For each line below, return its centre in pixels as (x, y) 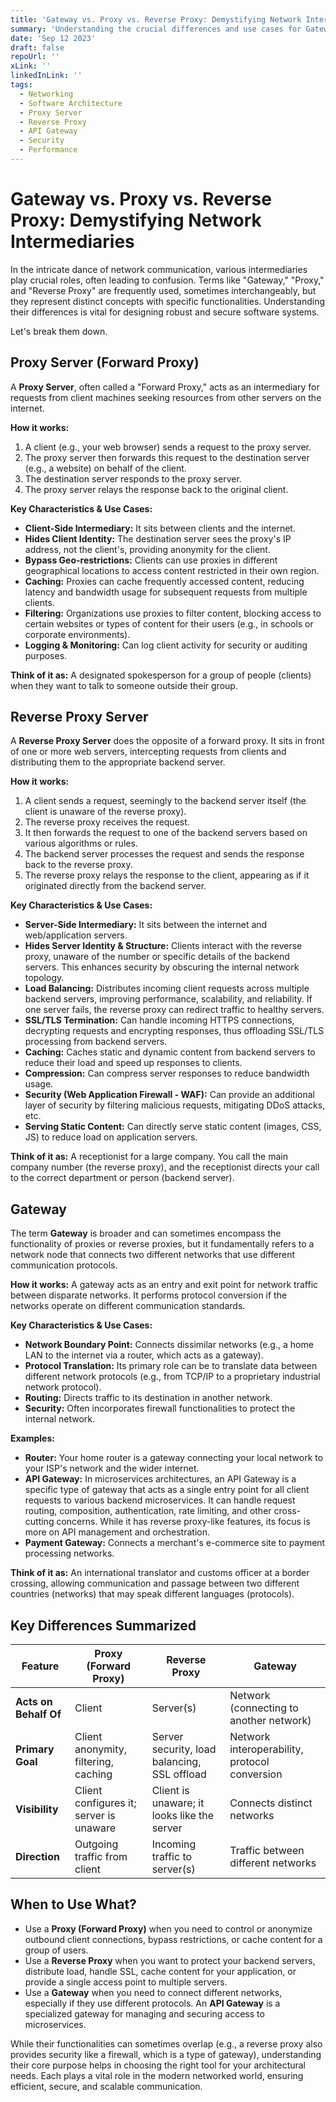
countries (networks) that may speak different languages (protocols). (152, 1594)
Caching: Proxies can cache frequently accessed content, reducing (164, 581)
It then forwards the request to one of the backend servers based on (166, 833)
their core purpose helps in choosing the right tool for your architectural (158, 2065)
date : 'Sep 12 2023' (53, 38)
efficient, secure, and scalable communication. (106, 2086)
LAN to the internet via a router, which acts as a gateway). (144, 1355)
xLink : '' (31, 66)
